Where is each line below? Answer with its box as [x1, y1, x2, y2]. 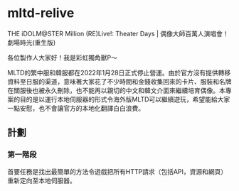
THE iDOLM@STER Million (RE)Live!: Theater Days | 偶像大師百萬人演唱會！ [7, 29, 229, 38]
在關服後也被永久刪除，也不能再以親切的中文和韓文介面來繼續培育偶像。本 [7, 86, 225, 94]
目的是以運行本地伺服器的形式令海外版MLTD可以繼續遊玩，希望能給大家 [19, 94, 230, 104]
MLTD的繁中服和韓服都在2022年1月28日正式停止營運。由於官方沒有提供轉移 [7, 68, 231, 77]
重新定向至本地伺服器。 [7, 176, 76, 185]
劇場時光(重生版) [7, 38, 56, 47]
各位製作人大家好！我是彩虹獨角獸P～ [7, 53, 117, 62]
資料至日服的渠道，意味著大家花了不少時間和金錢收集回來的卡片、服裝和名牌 [7, 77, 232, 86]
